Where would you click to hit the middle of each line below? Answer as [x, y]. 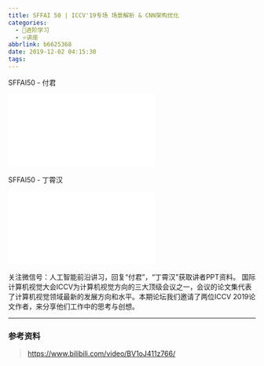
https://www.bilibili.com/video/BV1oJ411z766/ [101, 353]
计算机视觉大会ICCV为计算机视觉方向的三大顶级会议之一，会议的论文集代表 [130, 287]
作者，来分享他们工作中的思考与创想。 [77, 306]
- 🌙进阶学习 [32, 30]
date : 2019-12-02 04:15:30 [52, 52]
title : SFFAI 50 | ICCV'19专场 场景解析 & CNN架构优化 [94, 15]
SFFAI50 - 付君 [32, 82]
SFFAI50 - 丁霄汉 [36, 179]
